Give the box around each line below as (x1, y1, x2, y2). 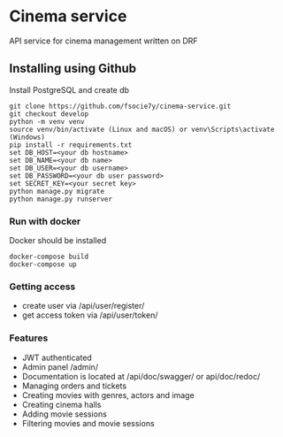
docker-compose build (9, 252, 89, 262)
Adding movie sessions (21, 409, 108, 419)
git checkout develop (9, 109, 89, 119)
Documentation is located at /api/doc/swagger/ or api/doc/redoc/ (21, 371, 261, 381)
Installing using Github (9, 61, 137, 76)
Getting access (9, 280, 76, 293)
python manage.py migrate (9, 187, 104, 195)
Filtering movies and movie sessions (21, 418, 155, 428)
